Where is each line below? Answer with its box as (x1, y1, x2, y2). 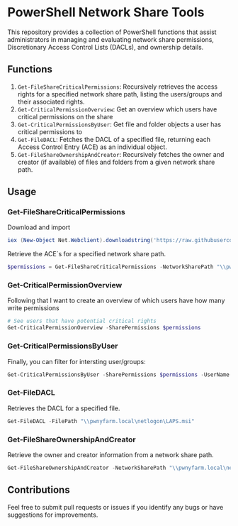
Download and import (7, 223, 71, 231)
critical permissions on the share (17, 112, 113, 121)
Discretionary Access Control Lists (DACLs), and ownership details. (7, 43, 204, 51)
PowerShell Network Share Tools (7, 4, 205, 21)
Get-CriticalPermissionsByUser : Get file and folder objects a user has (17, 120, 222, 128)
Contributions (7, 484, 70, 496)
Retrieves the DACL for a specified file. (7, 404, 120, 412)
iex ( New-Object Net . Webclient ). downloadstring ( (7, 237, 154, 244)
